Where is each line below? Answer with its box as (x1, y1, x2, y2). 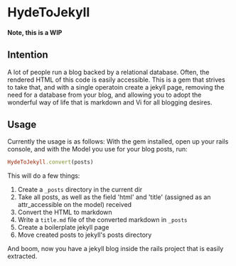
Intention (7, 49, 48, 61)
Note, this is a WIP (7, 28, 63, 36)
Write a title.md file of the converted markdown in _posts (17, 216, 188, 224)
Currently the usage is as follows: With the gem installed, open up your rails (7, 137, 229, 146)
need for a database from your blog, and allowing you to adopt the (7, 90, 202, 99)
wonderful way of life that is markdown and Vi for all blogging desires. (7, 97, 213, 107)
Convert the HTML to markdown (17, 208, 112, 217)
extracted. (7, 252, 38, 260)
